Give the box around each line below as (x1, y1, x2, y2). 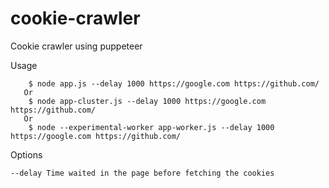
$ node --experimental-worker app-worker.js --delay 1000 (28, 122, 275, 132)
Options (10, 148, 43, 161)
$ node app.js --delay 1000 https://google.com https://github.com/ (28, 78, 320, 89)
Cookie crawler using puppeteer (10, 40, 143, 52)
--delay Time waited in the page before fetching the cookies (10, 168, 275, 178)
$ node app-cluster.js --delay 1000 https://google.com (28, 96, 267, 106)
